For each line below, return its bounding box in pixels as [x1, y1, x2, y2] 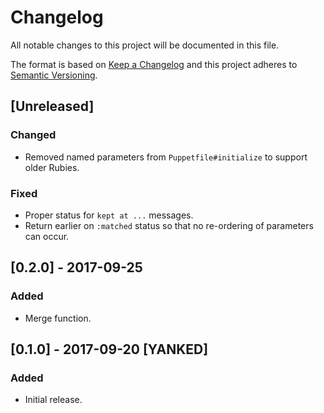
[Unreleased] [10, 98, 95, 115]
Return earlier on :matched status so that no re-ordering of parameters [24, 219, 314, 231]
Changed [10, 128, 57, 142]
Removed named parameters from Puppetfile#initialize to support [24, 151, 308, 163]
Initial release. [24, 394, 83, 406]
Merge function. [24, 312, 92, 324]
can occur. [24, 230, 70, 242]
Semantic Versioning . [10, 69, 98, 81]
